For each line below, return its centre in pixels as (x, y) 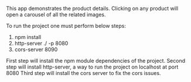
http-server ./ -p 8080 (41, 43)
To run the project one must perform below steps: (66, 26)
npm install (28, 37)
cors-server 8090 (36, 49)
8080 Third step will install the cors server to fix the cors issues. (83, 73)
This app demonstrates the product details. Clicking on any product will (92, 8)
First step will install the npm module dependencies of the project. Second (96, 61)
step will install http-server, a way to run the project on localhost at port (92, 67)
